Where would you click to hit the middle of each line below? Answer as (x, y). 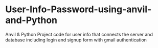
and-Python (31, 20)
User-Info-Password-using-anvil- (78, 9)
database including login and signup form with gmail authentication (76, 40)
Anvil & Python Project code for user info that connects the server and (79, 34)
